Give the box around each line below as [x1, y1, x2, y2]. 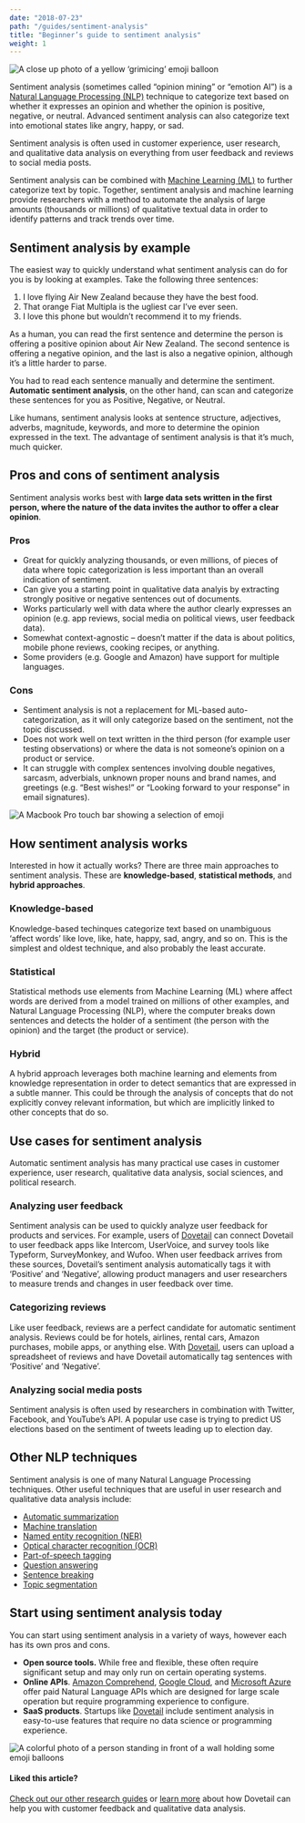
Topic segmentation [22, 1579, 98, 1590]
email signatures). [22, 792, 90, 803]
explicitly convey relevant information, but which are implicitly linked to [9, 1097, 275, 1108]
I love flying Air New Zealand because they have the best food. [22, 292, 259, 303]
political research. [9, 1177, 77, 1188]
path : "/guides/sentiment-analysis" [9, 22, 148, 31]
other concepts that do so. [9, 1107, 109, 1117]
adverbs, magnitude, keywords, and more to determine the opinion [9, 422, 260, 433]
